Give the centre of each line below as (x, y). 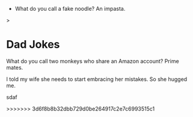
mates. (15, 67)
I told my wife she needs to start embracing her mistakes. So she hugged (97, 79)
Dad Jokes (33, 45)
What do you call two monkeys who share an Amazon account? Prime (93, 61)
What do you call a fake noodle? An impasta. (70, 9)
